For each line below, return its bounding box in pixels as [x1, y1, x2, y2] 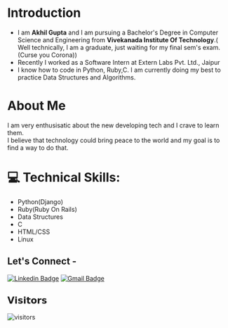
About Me [7, 98, 66, 114]
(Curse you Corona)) [17, 51, 77, 59]
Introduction [7, 5, 81, 21]
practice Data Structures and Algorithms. [17, 72, 136, 82]
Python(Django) [17, 197, 63, 206]
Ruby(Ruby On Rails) [17, 205, 77, 213]
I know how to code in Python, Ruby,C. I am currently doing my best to [17, 65, 221, 74]
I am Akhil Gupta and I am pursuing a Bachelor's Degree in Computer [17, 28, 219, 37]
